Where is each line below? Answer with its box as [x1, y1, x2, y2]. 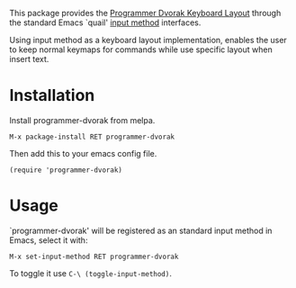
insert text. [9, 54, 49, 64]
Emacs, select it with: [9, 234, 88, 246]
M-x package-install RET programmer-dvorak [9, 132, 175, 141]
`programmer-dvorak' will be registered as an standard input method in [9, 225, 273, 236]
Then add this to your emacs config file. [9, 148, 157, 158]
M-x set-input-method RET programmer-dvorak [9, 252, 179, 261]
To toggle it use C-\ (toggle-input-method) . [9, 267, 173, 278]
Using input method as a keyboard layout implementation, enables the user [9, 35, 288, 45]
